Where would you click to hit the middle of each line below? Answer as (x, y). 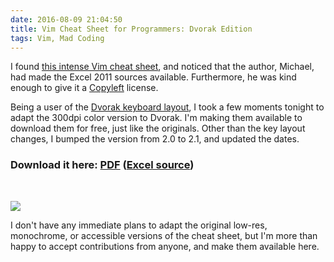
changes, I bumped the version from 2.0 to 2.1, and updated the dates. (155, 139)
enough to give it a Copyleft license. (84, 88)
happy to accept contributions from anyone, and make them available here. (165, 246)
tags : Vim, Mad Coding (57, 38)
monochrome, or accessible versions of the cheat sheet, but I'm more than (164, 235)
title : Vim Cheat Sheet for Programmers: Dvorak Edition (131, 29)
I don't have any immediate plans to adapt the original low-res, (139, 225)
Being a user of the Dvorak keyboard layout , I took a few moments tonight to (167, 107)
